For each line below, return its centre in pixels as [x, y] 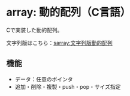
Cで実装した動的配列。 [34, 30]
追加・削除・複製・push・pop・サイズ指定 [68, 86]
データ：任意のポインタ [44, 79]
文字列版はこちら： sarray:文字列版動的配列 [59, 43]
